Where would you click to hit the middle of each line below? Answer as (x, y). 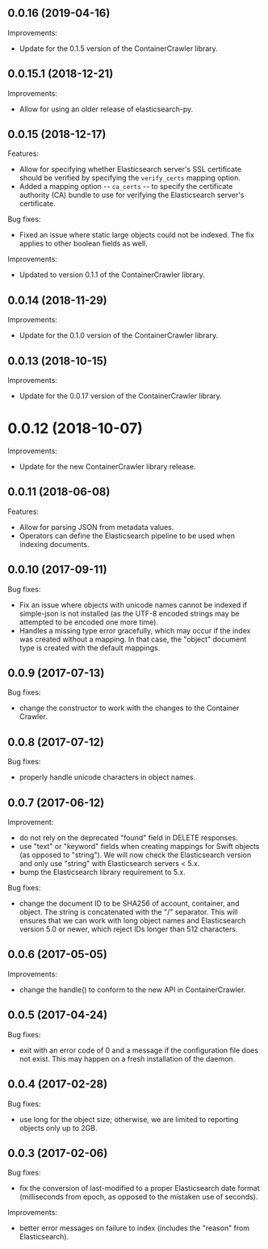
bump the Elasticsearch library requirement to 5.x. (103, 873)
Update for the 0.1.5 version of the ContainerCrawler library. (119, 48)
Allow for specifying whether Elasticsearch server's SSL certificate (130, 170)
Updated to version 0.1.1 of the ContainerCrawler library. (112, 275)
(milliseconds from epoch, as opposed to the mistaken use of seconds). (138, 1197)
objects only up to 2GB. (58, 1128)
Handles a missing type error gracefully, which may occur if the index (135, 630)
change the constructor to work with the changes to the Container (129, 708)
